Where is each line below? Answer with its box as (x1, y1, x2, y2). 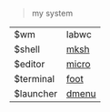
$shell (14, 43, 41, 56)
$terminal (14, 73, 55, 85)
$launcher (14, 87, 57, 99)
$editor (14, 58, 45, 70)
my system (31, 8, 74, 18)
